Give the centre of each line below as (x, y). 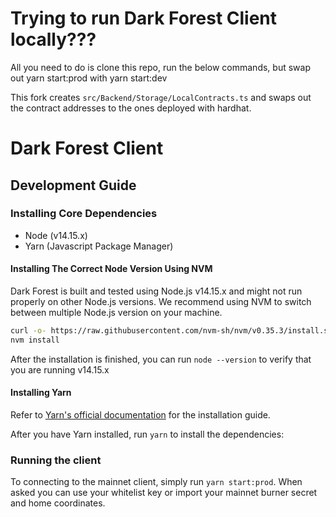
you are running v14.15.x (60, 369)
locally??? (53, 39)
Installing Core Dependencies (84, 214)
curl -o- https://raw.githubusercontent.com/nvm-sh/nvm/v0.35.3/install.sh (171, 331)
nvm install (35, 340)
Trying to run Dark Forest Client (144, 18)
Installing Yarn (41, 393)
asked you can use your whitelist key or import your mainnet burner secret (164, 493)
